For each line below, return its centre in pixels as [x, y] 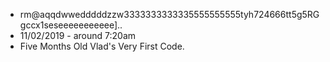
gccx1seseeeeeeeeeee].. [71, 25]
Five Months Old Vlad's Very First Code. [102, 46]
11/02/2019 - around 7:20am [78, 35]
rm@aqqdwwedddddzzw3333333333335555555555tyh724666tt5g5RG [169, 14]
